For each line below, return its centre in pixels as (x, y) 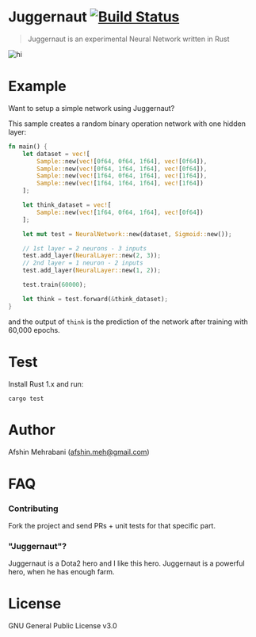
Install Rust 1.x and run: (46, 383)
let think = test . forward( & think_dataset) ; (96, 299)
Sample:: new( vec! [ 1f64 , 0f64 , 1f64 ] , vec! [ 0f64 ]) (120, 212)
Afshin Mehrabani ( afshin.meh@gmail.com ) (79, 452)
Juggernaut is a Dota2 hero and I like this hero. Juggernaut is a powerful (126, 563)
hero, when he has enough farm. (61, 572)
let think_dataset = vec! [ (67, 205)
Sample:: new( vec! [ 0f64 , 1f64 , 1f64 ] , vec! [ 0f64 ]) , (122, 169)
